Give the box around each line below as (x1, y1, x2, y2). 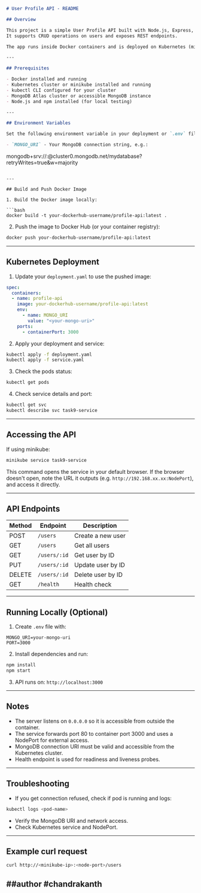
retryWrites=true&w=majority (6, 159, 78, 166)
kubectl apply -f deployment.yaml (6, 351, 93, 357)
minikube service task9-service (6, 457, 87, 463)
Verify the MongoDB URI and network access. (14, 817, 129, 824)
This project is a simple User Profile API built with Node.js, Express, (6, 27, 194, 33)
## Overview (6, 16, 36, 22)
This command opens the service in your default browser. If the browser (6, 468, 184, 475)
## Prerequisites (6, 65, 50, 71)
